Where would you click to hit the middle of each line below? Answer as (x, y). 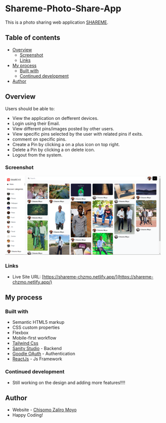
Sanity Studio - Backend (37, 348)
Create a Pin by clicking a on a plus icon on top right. (66, 144)
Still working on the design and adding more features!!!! (69, 383)
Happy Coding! (28, 415)
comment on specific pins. (39, 139)
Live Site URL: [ (28, 276)
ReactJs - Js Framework (37, 359)
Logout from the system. (37, 155)
